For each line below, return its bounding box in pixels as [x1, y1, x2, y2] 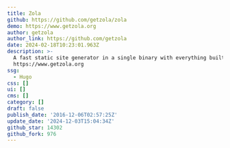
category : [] [7, 99, 44, 106]
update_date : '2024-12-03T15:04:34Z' [7, 117, 115, 125]
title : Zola [7, 10, 41, 17]
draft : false [7, 105, 44, 112]
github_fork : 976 [7, 130, 57, 137]
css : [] [7, 80, 29, 87]
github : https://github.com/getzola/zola [7, 16, 127, 23]
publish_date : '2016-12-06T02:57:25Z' [7, 111, 118, 118]
